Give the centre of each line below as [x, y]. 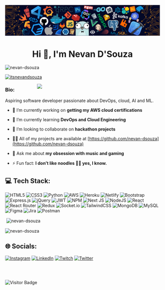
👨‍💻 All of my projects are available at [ [51, 138]
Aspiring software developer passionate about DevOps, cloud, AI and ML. [79, 101]
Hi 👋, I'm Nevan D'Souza [82, 54]
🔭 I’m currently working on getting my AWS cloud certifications [77, 110]
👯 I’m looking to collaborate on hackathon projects [64, 129]
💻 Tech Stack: [28, 181]
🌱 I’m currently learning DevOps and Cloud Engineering [69, 119]
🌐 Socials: [21, 247]
